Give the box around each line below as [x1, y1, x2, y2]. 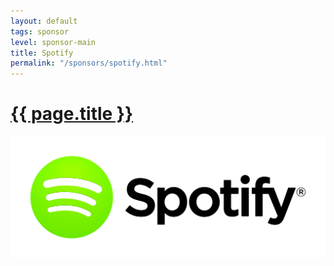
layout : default [10, 16, 78, 26]
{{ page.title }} [10, 103, 134, 125]
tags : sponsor [10, 26, 70, 37]
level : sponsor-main [10, 37, 97, 47]
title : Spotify [10, 48, 74, 58]
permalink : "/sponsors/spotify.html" [10, 58, 168, 69]
